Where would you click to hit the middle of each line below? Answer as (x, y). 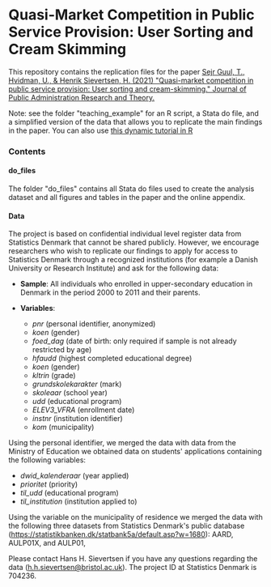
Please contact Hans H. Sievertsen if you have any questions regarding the (133, 559)
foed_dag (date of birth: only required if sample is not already (134, 341)
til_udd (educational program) (69, 493)
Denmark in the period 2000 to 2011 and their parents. (110, 292)
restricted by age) (62, 350)
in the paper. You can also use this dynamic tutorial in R (101, 130)
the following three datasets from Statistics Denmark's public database (127, 526)
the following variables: (47, 460)
